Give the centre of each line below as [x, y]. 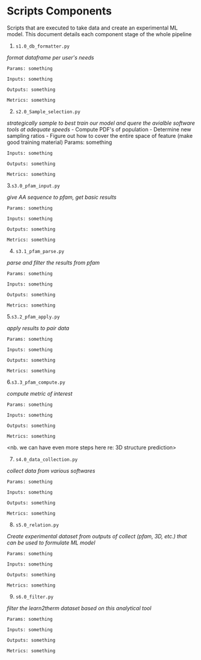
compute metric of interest [40, 393]
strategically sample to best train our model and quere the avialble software [101, 123]
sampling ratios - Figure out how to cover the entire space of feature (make [100, 135]
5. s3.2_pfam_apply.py [33, 316]
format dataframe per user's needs [51, 57]
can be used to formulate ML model [51, 543]
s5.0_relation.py [37, 525]
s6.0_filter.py [34, 597]
